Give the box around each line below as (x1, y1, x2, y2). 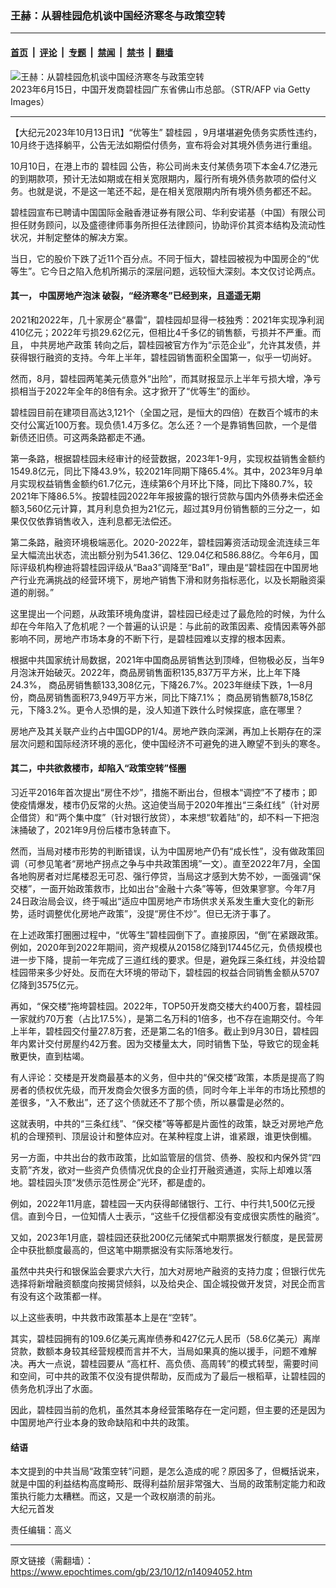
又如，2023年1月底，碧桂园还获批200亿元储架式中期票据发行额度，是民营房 (10, 1231, 324, 1243)
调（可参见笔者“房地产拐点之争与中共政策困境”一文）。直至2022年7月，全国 (10, 857, 321, 869)
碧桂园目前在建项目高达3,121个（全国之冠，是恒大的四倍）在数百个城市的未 (10, 406, 320, 418)
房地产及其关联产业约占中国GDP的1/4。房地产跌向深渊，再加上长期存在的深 (10, 725, 322, 737)
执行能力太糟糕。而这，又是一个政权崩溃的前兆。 (18, 1490, 221, 1502)
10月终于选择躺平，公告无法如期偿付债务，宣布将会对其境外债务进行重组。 (10, 138, 318, 151)
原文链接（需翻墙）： (10, 1555, 94, 1567)
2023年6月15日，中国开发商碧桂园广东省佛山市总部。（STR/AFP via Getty (10, 83, 311, 95)
